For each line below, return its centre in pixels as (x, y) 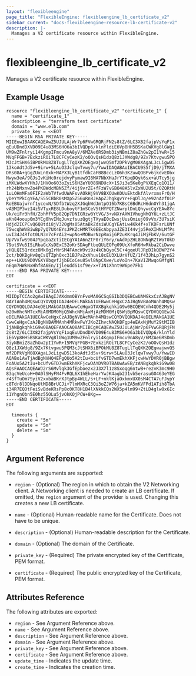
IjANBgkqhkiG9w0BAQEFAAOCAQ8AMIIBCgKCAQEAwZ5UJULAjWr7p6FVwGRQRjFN (91, 327)
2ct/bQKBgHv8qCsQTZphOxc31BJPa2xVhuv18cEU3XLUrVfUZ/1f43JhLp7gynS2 (91, 255)
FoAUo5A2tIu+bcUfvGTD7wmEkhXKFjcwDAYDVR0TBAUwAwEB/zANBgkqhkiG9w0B (91, 363)
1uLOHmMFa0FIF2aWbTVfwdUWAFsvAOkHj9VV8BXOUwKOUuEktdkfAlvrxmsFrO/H (91, 193)
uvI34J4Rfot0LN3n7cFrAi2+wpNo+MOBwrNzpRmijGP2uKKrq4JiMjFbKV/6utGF (91, 234)
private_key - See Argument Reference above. (71, 648)
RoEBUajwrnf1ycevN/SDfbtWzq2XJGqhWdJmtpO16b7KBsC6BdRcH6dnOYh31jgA (91, 204)
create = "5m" (34, 420)
